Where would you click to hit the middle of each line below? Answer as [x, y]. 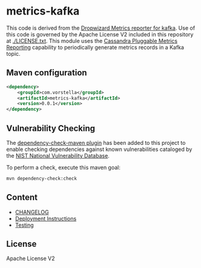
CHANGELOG [32, 212]
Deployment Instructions [46, 218]
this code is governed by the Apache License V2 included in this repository [100, 34]
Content [22, 197]
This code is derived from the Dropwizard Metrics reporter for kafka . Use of [101, 28]
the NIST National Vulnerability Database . [58, 155]
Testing [25, 225]
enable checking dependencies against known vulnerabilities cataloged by [99, 149]
